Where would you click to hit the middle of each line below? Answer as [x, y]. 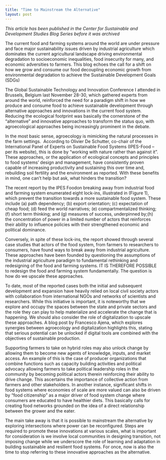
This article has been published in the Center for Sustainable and [72, 28]
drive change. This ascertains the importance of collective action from [77, 379]
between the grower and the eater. [40, 411]
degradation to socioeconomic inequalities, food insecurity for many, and [80, 59]
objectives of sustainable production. [43, 338]
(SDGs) [13, 80]
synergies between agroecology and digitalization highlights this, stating [79, 327]
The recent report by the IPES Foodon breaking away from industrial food [80, 187]
